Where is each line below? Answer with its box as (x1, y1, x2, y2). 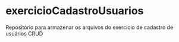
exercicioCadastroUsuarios (5, 4, 144, 18)
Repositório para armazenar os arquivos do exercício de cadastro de (5, 24, 174, 31)
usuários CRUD (5, 30, 43, 37)
